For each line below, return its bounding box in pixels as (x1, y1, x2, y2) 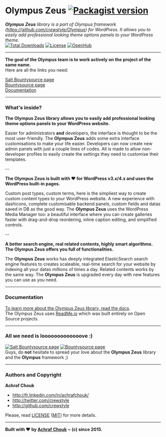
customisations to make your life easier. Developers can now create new (5, 141, 153, 147)
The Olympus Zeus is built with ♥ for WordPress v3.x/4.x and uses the (5, 175, 154, 181)
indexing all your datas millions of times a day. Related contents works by (5, 266, 154, 272)
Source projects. (5, 315, 39, 321)
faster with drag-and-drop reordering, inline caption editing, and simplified (5, 217, 157, 222)
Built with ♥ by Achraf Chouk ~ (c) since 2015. (5, 427, 103, 433)
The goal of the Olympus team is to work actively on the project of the (5, 56, 152, 62)
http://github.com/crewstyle (12, 403, 70, 409)
